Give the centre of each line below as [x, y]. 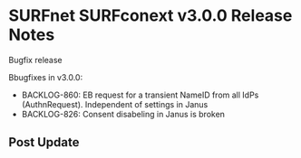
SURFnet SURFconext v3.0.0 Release [150, 16]
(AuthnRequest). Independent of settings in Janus [115, 104]
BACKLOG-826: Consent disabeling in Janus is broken [123, 114]
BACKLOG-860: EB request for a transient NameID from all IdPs [140, 95]
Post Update [44, 142]
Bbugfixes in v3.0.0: [46, 77]
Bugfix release [35, 60]
